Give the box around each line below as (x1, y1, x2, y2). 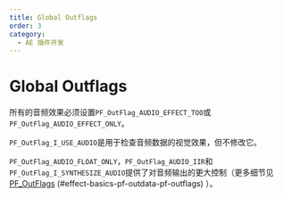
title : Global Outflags (9, 12, 98, 22)
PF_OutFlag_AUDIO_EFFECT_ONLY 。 (9, 118, 129, 129)
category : (9, 29, 46, 38)
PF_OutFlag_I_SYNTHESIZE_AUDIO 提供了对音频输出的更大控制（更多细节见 (9, 167, 274, 178)
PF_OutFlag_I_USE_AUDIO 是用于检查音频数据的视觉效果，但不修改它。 (9, 137, 262, 148)
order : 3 (9, 21, 42, 30)
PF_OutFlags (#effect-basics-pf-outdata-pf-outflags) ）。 (9, 178, 218, 189)
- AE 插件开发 (17, 37, 64, 47)
